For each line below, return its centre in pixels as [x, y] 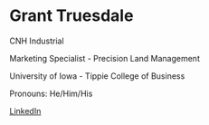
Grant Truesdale [71, 16]
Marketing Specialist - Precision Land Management [105, 58]
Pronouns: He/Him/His [51, 93]
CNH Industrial [37, 41]
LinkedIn [25, 111]
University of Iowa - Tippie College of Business [97, 76]
